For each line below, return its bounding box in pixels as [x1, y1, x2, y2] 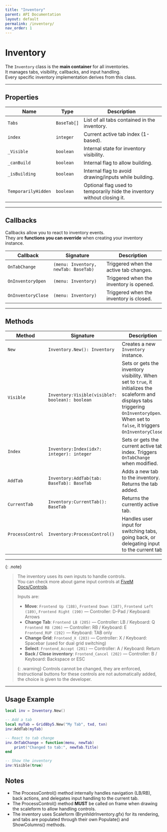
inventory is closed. [106, 295, 152, 302]
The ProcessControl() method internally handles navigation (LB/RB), [12, 790, 152, 796]
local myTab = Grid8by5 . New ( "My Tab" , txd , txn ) [5, 722, 108, 727]
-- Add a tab [5, 717, 32, 723]
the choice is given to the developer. [17, 676, 92, 682]
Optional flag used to [83, 182, 133, 188]
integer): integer [48, 451, 92, 457]
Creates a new [121, 340, 156, 347]
